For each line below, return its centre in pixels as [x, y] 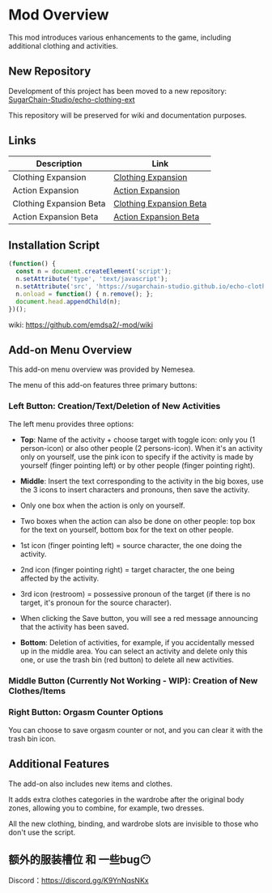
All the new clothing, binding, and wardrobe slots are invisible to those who [134, 823]
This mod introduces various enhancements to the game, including [120, 37]
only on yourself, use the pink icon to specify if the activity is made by [136, 457]
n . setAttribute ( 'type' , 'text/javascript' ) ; [92, 279]
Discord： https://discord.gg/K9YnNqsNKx [79, 881]
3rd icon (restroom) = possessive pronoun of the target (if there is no [135, 593]
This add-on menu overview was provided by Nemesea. [102, 369]
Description [59, 164]
